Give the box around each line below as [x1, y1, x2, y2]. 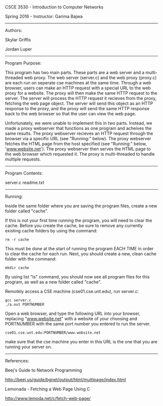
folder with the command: [5, 256, 57, 261]
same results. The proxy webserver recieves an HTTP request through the [5, 130, 153, 136]
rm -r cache [5, 237, 29, 242]
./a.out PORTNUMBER [5, 302, 45, 307]
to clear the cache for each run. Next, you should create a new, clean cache [5, 251, 157, 257]
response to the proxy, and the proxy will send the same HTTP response [5, 106, 149, 111]
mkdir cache [5, 265, 29, 270]
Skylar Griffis [5, 37, 31, 43]
